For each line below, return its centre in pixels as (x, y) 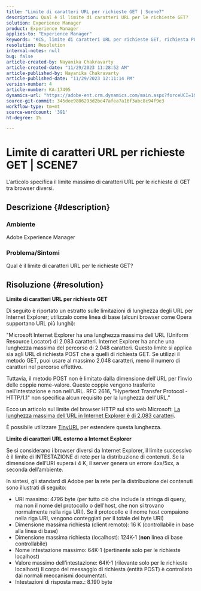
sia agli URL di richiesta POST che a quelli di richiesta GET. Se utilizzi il (93, 354)
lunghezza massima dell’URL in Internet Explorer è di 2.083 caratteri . (91, 415)
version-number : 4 (29, 85)
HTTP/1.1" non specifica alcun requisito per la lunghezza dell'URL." (88, 397)
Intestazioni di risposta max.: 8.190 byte (63, 581)
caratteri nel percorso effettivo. (45, 367)
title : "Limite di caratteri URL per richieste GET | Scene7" (85, 12)
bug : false (20, 56)
